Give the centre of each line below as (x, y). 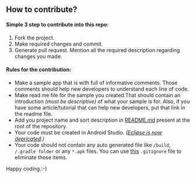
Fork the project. (34, 37)
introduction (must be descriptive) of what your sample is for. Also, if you (102, 101)
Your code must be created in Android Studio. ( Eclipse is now (88, 132)
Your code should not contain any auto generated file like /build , (92, 145)
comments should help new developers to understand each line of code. (101, 89)
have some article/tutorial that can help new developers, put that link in (100, 107)
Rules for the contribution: (39, 70)
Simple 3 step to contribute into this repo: (57, 24)
